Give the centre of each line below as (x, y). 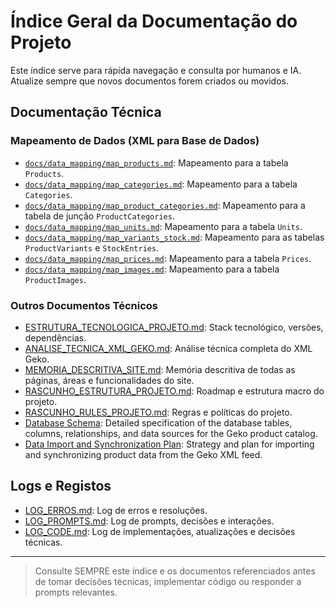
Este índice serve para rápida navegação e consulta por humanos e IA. (156, 70)
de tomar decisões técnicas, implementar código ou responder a (168, 581)
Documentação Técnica (86, 112)
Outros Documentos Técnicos (84, 305)
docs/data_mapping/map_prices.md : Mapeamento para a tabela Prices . (168, 258)
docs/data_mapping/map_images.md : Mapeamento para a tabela (152, 269)
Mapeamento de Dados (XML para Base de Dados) (135, 141)
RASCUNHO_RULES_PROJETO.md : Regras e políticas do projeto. (158, 412)
